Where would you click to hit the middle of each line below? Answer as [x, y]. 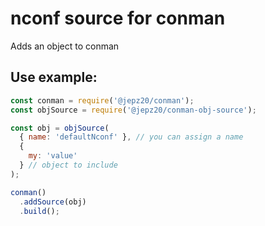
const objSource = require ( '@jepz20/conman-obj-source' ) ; [133, 110]
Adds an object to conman [65, 46]
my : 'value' [53, 156]
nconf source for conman [118, 18]
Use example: [54, 77]
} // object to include [68, 165]
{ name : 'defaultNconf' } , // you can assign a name [131, 137]
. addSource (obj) [53, 202]
